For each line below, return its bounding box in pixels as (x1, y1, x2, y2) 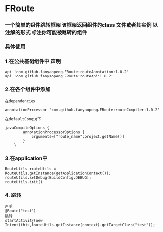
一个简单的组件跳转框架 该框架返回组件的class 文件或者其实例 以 (5, 22, 158, 29)
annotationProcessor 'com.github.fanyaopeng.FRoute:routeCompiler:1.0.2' (5, 107, 160, 112)
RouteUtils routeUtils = (5, 166, 56, 171)
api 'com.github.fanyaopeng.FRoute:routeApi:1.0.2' (5, 74, 113, 79)
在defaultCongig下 (5, 116, 41, 121)
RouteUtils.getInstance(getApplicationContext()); (5, 171, 111, 176)
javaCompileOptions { (5, 125, 50, 130)
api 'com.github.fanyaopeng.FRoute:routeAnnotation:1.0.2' (5, 70, 129, 75)
